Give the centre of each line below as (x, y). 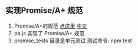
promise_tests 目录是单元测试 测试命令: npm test (73, 41)
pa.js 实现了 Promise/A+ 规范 (49, 33)
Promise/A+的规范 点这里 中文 (50, 26)
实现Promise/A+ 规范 (44, 11)
